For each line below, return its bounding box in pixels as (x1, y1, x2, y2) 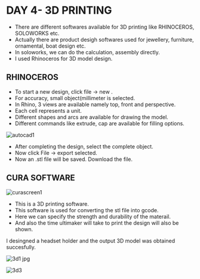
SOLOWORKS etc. (14, 29, 60, 36)
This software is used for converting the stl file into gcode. (14, 206, 159, 213)
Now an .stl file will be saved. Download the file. (14, 156, 133, 163)
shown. (14, 225, 33, 232)
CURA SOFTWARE (6, 173, 76, 183)
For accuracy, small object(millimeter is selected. (14, 94, 136, 101)
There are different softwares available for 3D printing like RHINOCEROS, (14, 23, 195, 30)
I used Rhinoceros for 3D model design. (14, 55, 113, 62)
